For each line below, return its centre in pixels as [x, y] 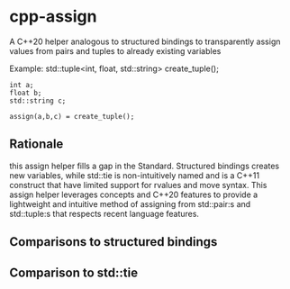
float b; [26, 93]
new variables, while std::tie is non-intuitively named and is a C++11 [134, 175]
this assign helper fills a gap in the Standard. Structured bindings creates [145, 166]
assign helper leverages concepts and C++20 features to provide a [134, 194]
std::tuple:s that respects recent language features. [104, 213]
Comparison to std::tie [73, 272]
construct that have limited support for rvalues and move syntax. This [138, 185]
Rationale [36, 144]
